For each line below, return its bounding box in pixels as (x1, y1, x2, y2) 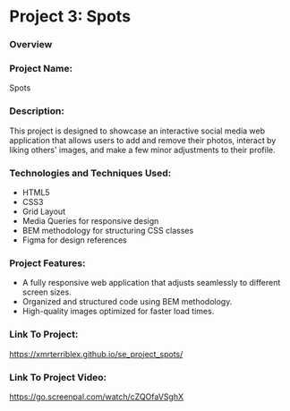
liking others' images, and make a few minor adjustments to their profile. (9, 144, 276, 155)
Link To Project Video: (9, 371, 107, 383)
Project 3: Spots (9, 6, 132, 27)
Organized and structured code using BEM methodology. (21, 296, 233, 307)
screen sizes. (21, 287, 72, 297)
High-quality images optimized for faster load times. (21, 306, 215, 317)
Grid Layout (21, 206, 65, 217)
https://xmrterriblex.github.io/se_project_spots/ (9, 348, 183, 359)
